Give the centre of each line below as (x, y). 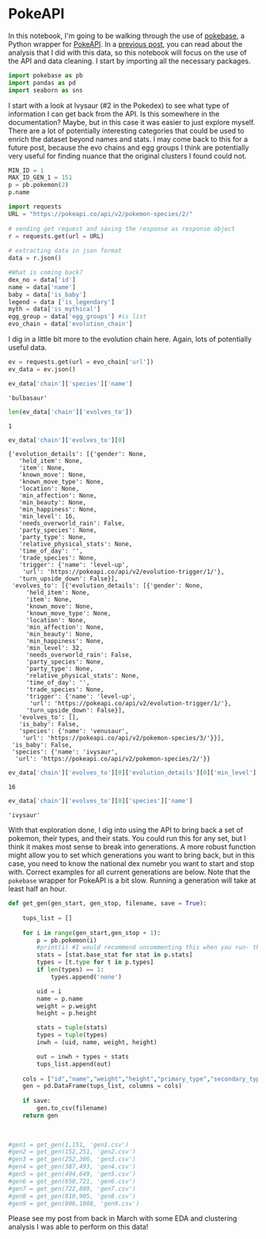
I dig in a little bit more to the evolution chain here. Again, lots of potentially (130, 339)
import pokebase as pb (46, 75)
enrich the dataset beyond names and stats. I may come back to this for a (128, 139)
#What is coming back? (46, 273)
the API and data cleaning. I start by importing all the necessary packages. (129, 61)
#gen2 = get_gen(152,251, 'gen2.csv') (72, 1152)
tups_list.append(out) (74, 1064)
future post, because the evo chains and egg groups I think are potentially (129, 147)
